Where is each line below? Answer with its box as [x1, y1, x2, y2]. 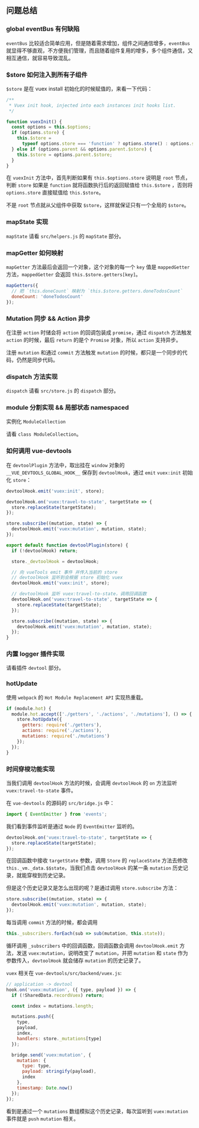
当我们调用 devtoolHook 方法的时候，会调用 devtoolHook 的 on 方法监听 [6, 779, 178, 787]
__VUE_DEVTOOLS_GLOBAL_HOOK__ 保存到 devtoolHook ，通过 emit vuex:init [6, 469, 182, 476]
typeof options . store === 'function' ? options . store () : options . [21, 141, 192, 147]
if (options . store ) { [11, 130, 65, 136]
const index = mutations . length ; [11, 1003, 94, 1009]
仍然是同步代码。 [16, 356, 58, 363]
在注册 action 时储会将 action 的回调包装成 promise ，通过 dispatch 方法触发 [6, 328, 192, 336]
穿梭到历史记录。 [26, 872, 69, 879]
